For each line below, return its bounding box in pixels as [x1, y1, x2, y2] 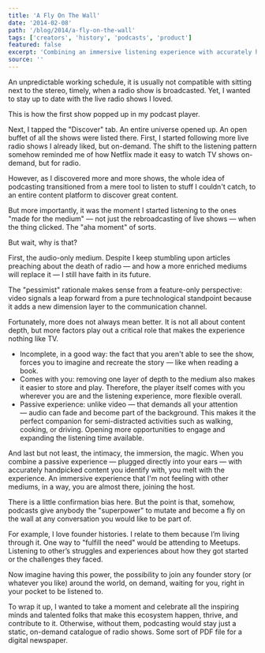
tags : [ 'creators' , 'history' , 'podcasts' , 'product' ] [8, 33, 192, 42]
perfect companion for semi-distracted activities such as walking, [19, 416, 233, 426]
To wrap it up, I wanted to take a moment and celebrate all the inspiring [8, 602, 239, 611]
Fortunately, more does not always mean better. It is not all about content [8, 317, 246, 326]
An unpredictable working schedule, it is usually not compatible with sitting [8, 77, 252, 87]
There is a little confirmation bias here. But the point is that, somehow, [8, 497, 235, 506]
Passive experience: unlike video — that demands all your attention [19, 400, 238, 409]
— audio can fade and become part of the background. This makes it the [19, 407, 256, 417]
